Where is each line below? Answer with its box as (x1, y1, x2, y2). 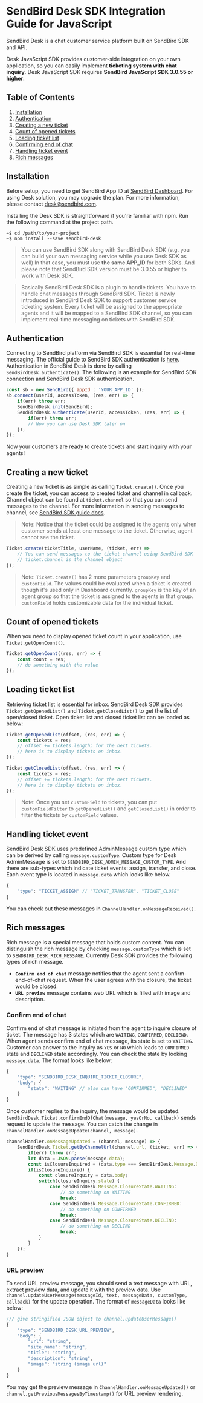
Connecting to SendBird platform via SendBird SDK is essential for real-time (6, 349, 195, 357)
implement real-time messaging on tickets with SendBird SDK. (21, 315, 176, 323)
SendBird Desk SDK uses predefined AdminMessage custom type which (6, 845, 187, 853)
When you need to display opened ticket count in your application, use (6, 633, 182, 640)
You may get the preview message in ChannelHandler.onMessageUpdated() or (6, 1383, 196, 1390)
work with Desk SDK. (21, 272, 74, 279)
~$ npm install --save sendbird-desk (6, 235, 101, 241)
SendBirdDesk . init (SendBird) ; (17, 404, 94, 410)
